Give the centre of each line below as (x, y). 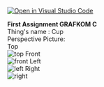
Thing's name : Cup (36, 32)
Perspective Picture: (36, 39)
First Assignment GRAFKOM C (52, 24)
